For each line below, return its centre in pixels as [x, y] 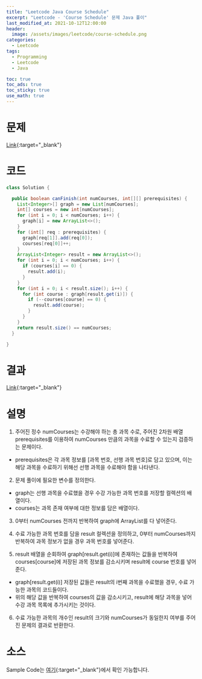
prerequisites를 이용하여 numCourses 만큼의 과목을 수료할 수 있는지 [96, 440]
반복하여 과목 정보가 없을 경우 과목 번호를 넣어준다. [74, 541]
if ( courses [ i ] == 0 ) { [52, 266]
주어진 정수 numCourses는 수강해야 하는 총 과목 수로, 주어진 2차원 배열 [99, 432]
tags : [13, 51]
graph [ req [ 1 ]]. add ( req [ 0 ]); [58, 238]
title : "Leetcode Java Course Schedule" [58, 12]
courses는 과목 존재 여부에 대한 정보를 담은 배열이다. [77, 508]
